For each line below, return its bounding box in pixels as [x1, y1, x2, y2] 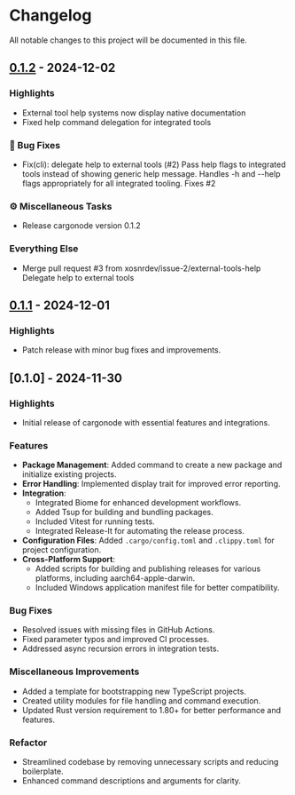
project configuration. [21, 545, 102, 555]
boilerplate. [21, 766, 64, 777]
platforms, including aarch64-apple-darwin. [35, 573, 196, 584]
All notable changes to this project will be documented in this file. [9, 35, 248, 45]
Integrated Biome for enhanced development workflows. [35, 497, 242, 508]
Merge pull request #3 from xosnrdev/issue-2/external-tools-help [21, 263, 261, 274]
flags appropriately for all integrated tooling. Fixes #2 [21, 178, 216, 188]
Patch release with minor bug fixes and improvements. [21, 345, 221, 355]
